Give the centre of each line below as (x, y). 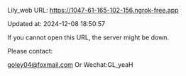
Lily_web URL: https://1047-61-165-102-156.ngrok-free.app (93, 10)
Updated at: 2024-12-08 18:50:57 (56, 24)
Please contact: (30, 51)
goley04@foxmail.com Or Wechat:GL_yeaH (70, 65)
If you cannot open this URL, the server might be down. (88, 37)
